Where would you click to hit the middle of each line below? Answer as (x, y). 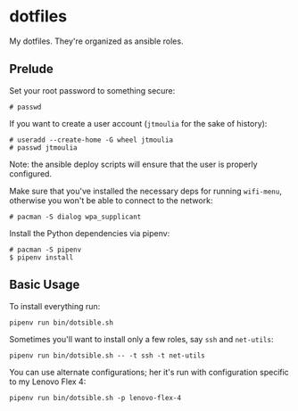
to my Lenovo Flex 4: (48, 382)
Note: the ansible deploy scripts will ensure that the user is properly (133, 164)
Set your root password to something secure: (92, 90)
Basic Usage (45, 285)
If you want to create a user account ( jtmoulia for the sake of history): (138, 123)
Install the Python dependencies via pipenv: (90, 233)
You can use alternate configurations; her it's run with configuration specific (149, 372)
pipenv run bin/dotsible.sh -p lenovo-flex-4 (95, 398)
